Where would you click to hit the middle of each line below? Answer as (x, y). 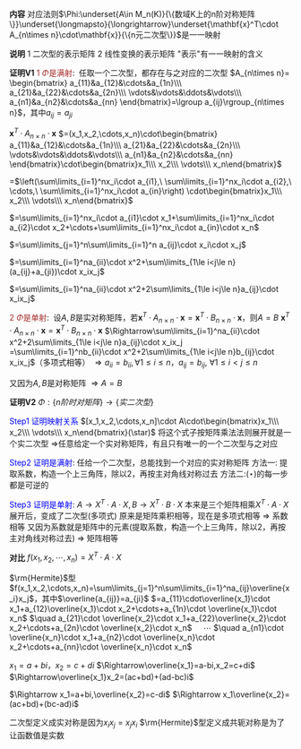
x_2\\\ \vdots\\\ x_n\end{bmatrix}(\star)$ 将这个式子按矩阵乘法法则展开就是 (146, 432)
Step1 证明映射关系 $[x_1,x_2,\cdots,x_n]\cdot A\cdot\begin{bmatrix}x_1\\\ (144, 421)
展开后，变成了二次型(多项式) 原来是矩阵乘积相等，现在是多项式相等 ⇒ (140, 515)
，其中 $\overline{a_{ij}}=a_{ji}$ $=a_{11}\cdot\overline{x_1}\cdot (152, 598)
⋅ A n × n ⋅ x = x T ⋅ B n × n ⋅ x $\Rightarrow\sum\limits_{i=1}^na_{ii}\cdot (134, 331)
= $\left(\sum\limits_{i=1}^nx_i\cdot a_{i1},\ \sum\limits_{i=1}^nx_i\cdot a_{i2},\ (150, 182)
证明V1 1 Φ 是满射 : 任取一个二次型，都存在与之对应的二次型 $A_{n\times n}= (150, 73)
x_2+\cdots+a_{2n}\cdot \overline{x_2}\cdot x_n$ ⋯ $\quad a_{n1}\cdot (147, 628)
